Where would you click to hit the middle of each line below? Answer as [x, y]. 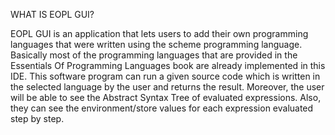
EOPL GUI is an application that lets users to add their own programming [159, 33]
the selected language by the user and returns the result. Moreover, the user [167, 87]
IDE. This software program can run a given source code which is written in [165, 76]
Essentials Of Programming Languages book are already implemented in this [168, 65]
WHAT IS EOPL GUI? [52, 14]
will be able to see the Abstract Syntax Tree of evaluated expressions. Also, [166, 97]
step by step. [37, 118]
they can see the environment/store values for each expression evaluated [162, 108]
